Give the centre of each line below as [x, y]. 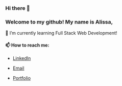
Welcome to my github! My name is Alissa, [59, 21]
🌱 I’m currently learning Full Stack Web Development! [61, 33]
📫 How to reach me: [27, 45]
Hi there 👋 [18, 8]
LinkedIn [22, 58]
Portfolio [22, 78]
